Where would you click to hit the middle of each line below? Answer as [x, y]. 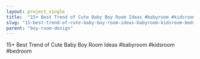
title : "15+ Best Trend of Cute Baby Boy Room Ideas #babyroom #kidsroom [101, 17]
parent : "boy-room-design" [40, 28]
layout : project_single [36, 12]
